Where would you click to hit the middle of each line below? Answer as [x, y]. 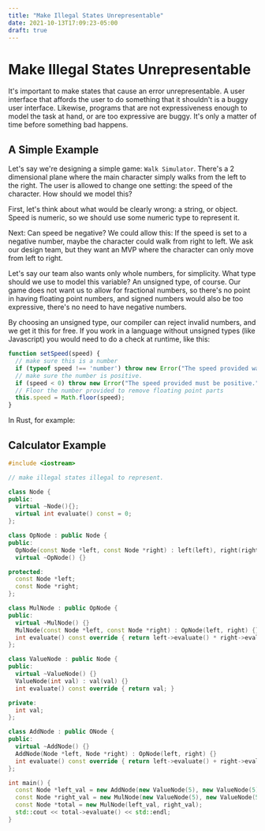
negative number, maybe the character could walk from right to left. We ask [131, 241]
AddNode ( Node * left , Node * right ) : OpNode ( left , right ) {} [116, 754]
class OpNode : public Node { [58, 536]
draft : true [28, 30]
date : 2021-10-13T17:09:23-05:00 [63, 23]
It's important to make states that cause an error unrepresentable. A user [127, 91]
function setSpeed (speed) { [54, 354]
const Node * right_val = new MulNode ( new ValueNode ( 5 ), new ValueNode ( [136, 798]
